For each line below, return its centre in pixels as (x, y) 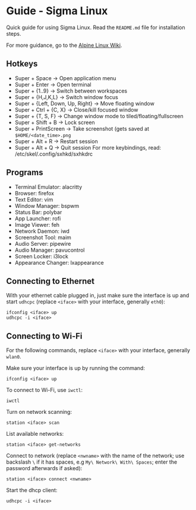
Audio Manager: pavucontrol (50, 250)
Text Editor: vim (34, 199)
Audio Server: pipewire (43, 243)
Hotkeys (22, 64)
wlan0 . (14, 357)
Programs (25, 172)
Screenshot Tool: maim (43, 237)
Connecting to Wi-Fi (44, 336)
